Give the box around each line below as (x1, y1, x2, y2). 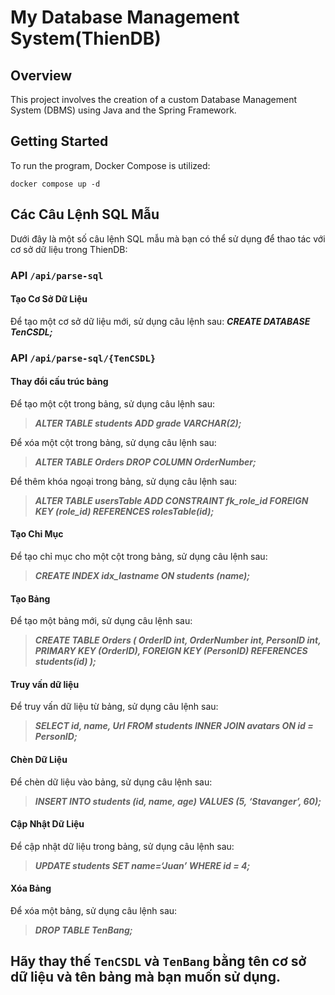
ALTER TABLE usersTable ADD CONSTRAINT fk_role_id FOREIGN (34, 494, 309, 506)
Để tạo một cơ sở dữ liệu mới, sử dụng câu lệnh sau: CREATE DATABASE (10, 315, 311, 327)
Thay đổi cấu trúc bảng (10, 376, 109, 388)
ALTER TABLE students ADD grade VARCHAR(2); (34, 417, 242, 429)
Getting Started (10, 133, 109, 150)
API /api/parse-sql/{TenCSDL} (10, 351, 157, 365)
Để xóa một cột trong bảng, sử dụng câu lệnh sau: (10, 436, 217, 448)
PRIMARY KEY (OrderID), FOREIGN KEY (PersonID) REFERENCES (34, 645, 308, 657)
